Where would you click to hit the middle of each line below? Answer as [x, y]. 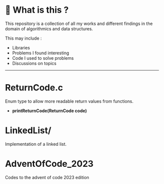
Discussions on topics [34, 63]
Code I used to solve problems [43, 58]
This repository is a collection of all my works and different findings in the [79, 23]
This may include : [23, 38]
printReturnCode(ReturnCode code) [49, 111]
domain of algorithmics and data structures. [49, 28]
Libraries [21, 47]
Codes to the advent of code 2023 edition [47, 177]
